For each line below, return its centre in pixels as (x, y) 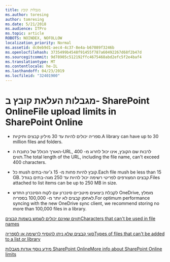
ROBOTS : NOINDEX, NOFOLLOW (34, 38)
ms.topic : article (25, 33)
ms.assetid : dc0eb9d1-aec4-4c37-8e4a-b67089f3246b (60, 48)
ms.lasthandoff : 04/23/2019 (35, 71)
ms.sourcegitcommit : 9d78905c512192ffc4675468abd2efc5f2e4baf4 (74, 57)
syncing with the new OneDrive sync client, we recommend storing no (86, 203)
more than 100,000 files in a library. (49, 208)
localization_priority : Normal (38, 43)
